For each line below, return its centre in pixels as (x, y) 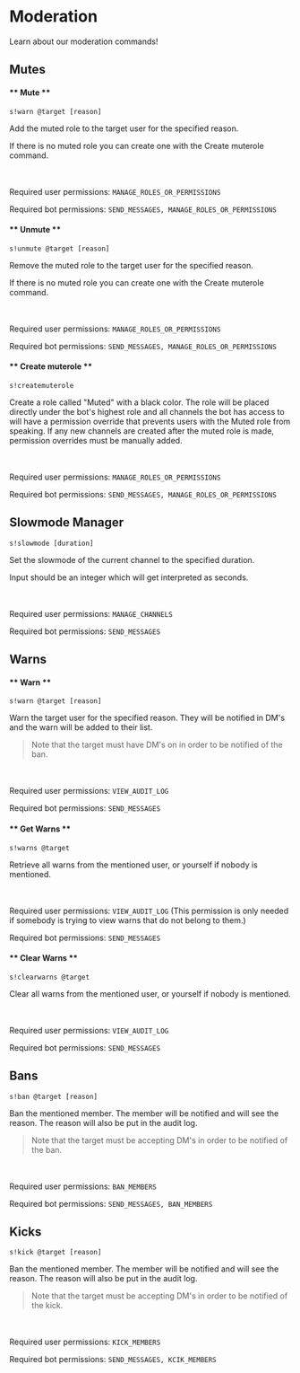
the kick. (47, 1306)
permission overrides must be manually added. (96, 440)
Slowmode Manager (67, 523)
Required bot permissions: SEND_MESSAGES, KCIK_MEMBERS (113, 1360)
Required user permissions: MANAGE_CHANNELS (91, 613)
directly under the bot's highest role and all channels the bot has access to (147, 411)
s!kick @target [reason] (56, 1253)
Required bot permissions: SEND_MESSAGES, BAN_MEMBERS (111, 1203)
